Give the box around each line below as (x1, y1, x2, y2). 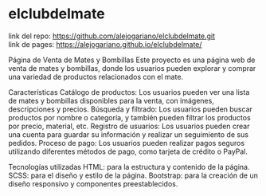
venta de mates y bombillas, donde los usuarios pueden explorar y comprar (8, 63, 256, 73)
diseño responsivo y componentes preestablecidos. (8, 178, 178, 188)
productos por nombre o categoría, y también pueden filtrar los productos (8, 112, 251, 122)
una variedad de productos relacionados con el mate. (8, 72, 184, 81)
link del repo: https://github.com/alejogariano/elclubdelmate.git (8, 31, 216, 41)
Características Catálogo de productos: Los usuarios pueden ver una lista (8, 87, 250, 96)
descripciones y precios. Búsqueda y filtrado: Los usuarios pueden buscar (8, 104, 253, 114)
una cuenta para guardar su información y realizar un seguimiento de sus (8, 129, 249, 139)
